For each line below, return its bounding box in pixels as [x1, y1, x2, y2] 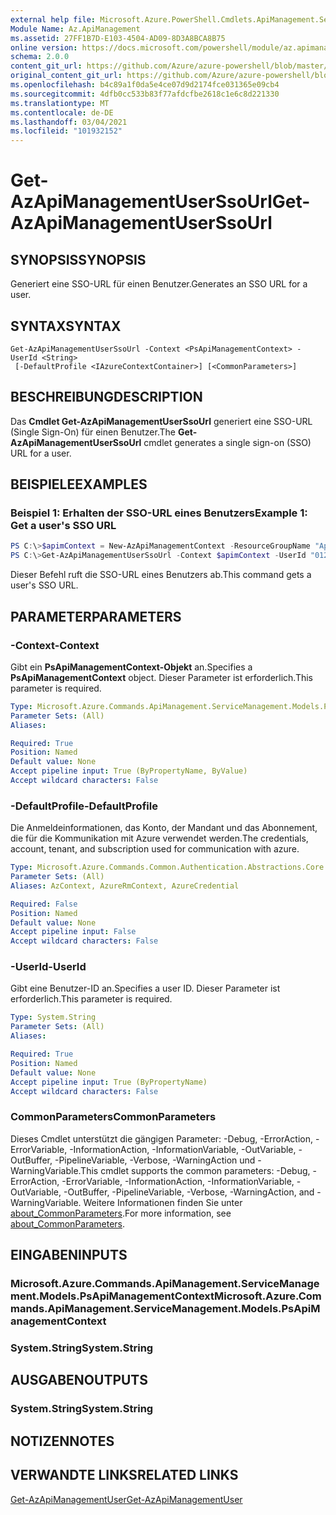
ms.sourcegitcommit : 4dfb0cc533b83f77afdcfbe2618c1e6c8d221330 [10, 89, 280, 99]
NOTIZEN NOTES [10, 1432, 115, 1450]
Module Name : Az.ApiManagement [10, 24, 141, 34]
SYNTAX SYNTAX [10, 317, 122, 335]
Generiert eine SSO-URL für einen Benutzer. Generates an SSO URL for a [10, 278, 308, 290]
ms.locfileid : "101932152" [10, 126, 123, 136]
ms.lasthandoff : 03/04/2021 [10, 117, 128, 127]
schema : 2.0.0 [10, 52, 70, 62]
